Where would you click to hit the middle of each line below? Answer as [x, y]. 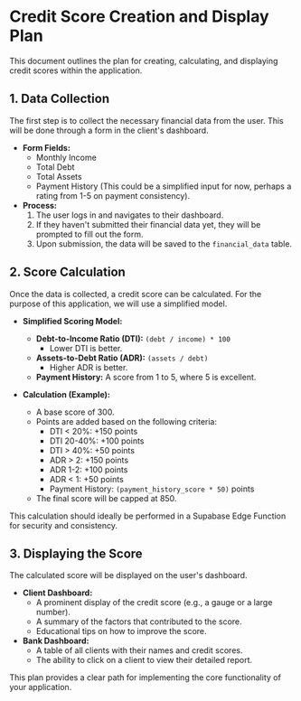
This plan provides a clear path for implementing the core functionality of [146, 678]
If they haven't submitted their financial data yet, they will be [148, 224]
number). [53, 612]
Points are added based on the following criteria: [126, 421]
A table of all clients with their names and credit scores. [139, 650]
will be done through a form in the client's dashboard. [109, 130]
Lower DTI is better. [86, 348]
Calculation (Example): [66, 394]
